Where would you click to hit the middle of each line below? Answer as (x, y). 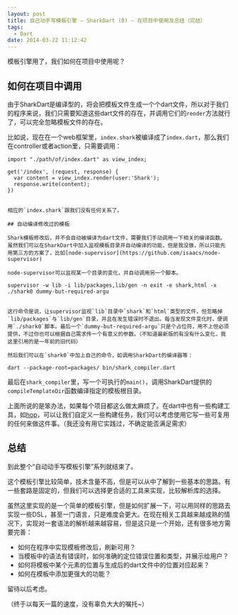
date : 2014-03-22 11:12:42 (47, 40)
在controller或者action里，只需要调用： (64, 145)
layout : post (27, 14)
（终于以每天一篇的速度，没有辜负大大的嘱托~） (78, 604)
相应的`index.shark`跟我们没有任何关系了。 (65, 210)
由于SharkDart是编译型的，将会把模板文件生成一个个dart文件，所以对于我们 (118, 104)
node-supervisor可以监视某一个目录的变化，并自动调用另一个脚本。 (95, 273)
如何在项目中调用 (45, 86)
